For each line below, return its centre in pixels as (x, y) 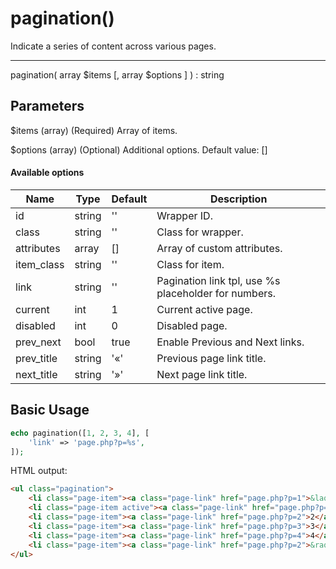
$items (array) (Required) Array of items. (94, 130)
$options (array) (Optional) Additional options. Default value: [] (139, 149)
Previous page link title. (211, 358)
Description (238, 199)
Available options (47, 173)
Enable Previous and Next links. (230, 342)
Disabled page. (192, 325)
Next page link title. (202, 374)
